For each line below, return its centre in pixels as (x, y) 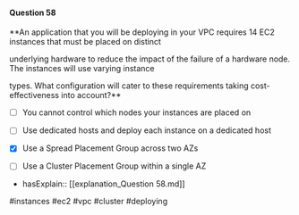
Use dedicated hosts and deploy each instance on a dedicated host (146, 130)
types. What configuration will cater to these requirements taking (129, 86)
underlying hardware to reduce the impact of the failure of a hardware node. (150, 59)
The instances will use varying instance (82, 69)
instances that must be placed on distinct (85, 42)
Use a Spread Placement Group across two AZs (110, 148)
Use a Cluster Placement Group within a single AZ (114, 166)
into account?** (91, 95)
